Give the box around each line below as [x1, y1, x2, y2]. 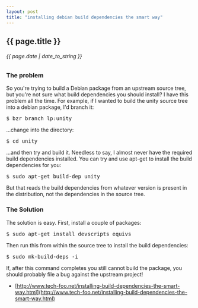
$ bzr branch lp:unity [6, 115, 72, 122]
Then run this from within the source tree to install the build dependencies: [6, 241, 189, 249]
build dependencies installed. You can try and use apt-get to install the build [6, 155, 193, 162]
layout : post [6, 8, 39, 15]
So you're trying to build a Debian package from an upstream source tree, [6, 84, 187, 92]
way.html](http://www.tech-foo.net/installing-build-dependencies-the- [14, 288, 188, 296]
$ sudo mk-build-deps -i [6, 253, 78, 260]
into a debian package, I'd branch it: [6, 103, 94, 111]
